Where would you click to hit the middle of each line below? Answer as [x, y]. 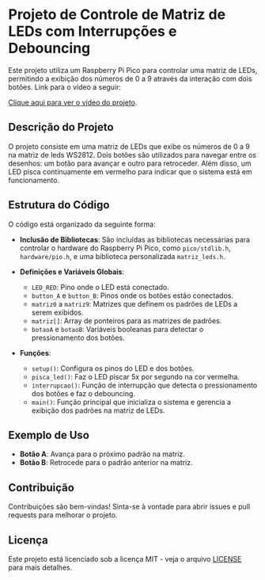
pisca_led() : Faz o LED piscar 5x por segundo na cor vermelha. [135, 376]
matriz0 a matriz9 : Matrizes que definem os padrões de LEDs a [134, 303]
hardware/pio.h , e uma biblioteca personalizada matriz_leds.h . [122, 256]
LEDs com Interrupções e [93, 31]
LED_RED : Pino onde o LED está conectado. [100, 287]
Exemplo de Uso [49, 435]
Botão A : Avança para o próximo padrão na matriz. [102, 454]
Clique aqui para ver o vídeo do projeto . [73, 102]
